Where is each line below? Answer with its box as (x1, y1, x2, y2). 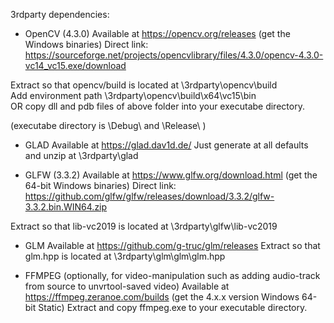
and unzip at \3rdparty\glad (24, 150, 139, 161)
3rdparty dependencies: (10, 9, 110, 20)
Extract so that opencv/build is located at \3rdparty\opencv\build (10, 79, 278, 91)
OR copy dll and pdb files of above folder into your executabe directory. (10, 100, 305, 112)
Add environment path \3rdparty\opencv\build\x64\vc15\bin (10, 90, 257, 101)
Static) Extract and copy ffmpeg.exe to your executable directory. (38, 302, 308, 313)
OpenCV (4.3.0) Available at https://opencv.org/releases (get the (24, 28, 291, 39)
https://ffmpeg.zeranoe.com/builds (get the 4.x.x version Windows (24, 291, 300, 303)
